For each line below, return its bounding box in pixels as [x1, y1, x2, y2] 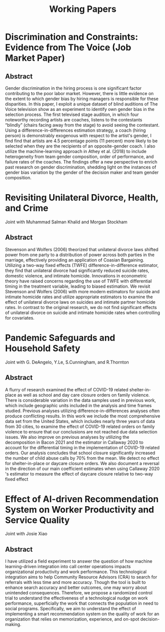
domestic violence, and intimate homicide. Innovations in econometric [5, 272, 147, 278]
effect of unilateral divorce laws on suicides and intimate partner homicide [5, 299, 156, 305]
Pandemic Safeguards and [5, 332, 116, 343]
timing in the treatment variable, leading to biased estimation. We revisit [5, 283, 150, 289]
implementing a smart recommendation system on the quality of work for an [5, 611, 160, 617]
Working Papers [49, 3, 117, 15]
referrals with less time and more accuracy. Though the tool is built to [5, 579, 146, 585]
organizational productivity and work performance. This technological [5, 569, 147, 575]
